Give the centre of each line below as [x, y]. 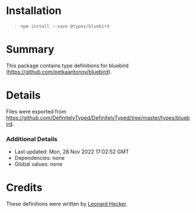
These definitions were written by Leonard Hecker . [67, 204]
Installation [34, 11]
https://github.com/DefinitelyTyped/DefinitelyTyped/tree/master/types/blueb [98, 117]
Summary [30, 49]
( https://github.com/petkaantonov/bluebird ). [59, 72]
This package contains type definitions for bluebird [67, 65]
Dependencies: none [40, 158]
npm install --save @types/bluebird [65, 26]
